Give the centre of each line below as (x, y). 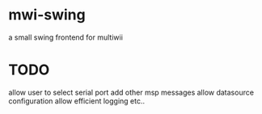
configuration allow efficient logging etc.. (77, 101)
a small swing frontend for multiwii (66, 37)
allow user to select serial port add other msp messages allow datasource (131, 92)
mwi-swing (47, 15)
